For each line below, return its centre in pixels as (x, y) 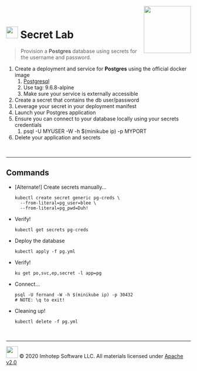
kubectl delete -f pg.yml (46, 322)
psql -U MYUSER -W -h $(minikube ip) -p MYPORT (85, 131)
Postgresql (36, 81)
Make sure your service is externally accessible (81, 93)
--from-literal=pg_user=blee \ (58, 203)
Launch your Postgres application (55, 112)
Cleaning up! (30, 310)
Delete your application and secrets (57, 137)
